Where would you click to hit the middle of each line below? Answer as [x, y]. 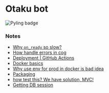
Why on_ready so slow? [37, 47]
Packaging [24, 74]
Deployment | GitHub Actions [43, 58]
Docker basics [28, 64]
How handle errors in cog [39, 53]
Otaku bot [27, 9]
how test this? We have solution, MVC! [53, 80]
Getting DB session [33, 85]
